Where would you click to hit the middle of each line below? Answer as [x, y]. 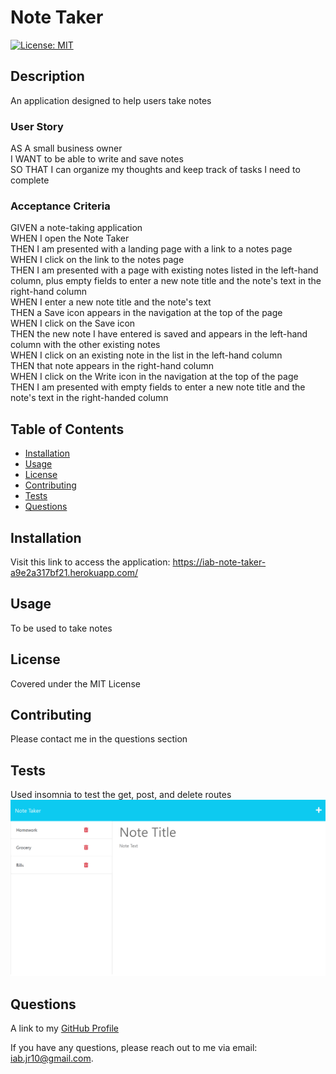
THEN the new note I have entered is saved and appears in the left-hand [159, 334]
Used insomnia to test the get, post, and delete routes [121, 795]
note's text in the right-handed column [89, 398]
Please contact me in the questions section [99, 739]
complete [30, 180]
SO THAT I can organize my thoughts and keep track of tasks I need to [155, 170]
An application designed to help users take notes [111, 100]
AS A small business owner [66, 148]
